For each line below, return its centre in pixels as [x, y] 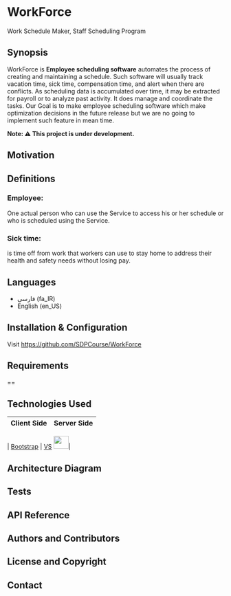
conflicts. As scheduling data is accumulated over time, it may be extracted [113, 91]
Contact [25, 585]
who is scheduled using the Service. [58, 220]
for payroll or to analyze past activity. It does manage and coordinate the [110, 98]
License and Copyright [57, 562]
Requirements [38, 366]
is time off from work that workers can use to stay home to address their [109, 253]
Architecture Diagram [54, 468]
